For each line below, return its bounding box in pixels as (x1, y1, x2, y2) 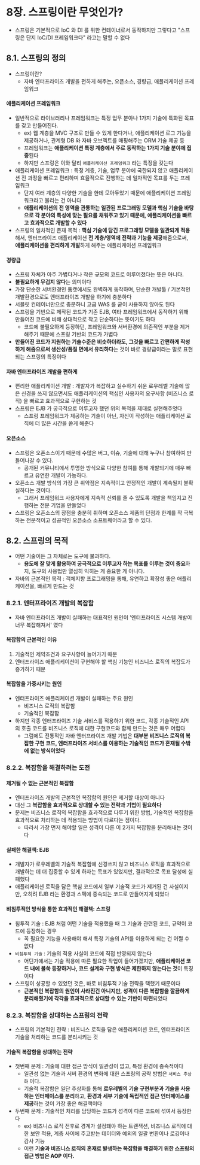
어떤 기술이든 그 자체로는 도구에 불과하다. (14, 553, 111, 560)
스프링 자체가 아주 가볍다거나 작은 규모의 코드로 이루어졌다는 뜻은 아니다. (14, 271, 184, 278)
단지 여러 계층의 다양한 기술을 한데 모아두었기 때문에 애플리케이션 (23, 189, 176, 196)
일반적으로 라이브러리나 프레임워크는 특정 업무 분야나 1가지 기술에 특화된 (14, 114, 183, 122)
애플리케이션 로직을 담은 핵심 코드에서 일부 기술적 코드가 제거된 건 (14, 883, 168, 890)
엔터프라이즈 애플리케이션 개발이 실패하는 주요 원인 (14, 695, 133, 702)
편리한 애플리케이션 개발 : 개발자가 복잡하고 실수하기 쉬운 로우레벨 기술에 (14, 383, 184, 390)
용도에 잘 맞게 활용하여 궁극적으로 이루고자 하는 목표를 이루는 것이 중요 (23, 560, 186, 568)
